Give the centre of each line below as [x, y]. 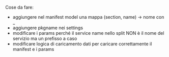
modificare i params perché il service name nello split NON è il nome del [88, 33]
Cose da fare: [20, 7]
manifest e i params [33, 49]
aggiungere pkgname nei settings [48, 28]
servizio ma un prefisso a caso [45, 38]
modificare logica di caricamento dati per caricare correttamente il [82, 44]
